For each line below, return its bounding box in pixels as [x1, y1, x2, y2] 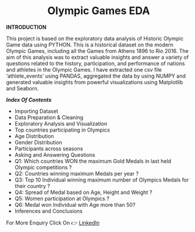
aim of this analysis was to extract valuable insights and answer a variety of [6, 53, 189, 60]
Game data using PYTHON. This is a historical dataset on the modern [6, 41, 174, 48]
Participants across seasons [14, 145, 83, 152]
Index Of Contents [6, 96, 52, 103]
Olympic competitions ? [14, 163, 72, 171]
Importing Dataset [14, 107, 59, 115]
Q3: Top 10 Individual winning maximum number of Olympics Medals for [14, 176, 189, 183]
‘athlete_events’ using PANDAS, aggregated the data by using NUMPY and [6, 72, 186, 79]
